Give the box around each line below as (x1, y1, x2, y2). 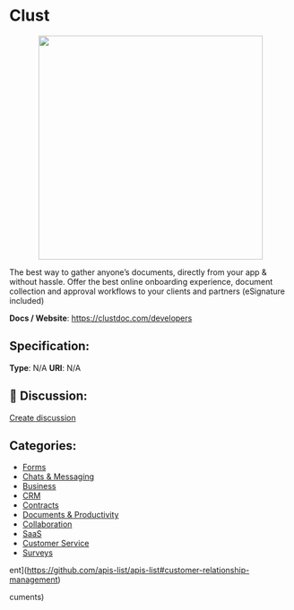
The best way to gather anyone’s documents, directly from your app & (9, 266, 267, 278)
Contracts (22, 500, 60, 511)
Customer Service (22, 538, 90, 549)
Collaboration (22, 519, 73, 529)
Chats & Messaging (22, 471, 95, 482)
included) (9, 295, 45, 305)
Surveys (22, 547, 54, 558)
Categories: (9, 438, 77, 453)
